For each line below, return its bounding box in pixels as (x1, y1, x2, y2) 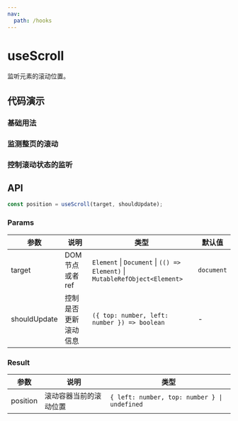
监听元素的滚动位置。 (7, 72, 69, 80)
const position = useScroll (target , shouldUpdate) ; (7, 201, 163, 208)
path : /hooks (13, 17, 52, 24)
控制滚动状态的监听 (7, 159, 73, 169)
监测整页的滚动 (7, 139, 59, 149)
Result (7, 357, 30, 367)
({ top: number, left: (91, 311, 169, 319)
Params (7, 218, 34, 228)
